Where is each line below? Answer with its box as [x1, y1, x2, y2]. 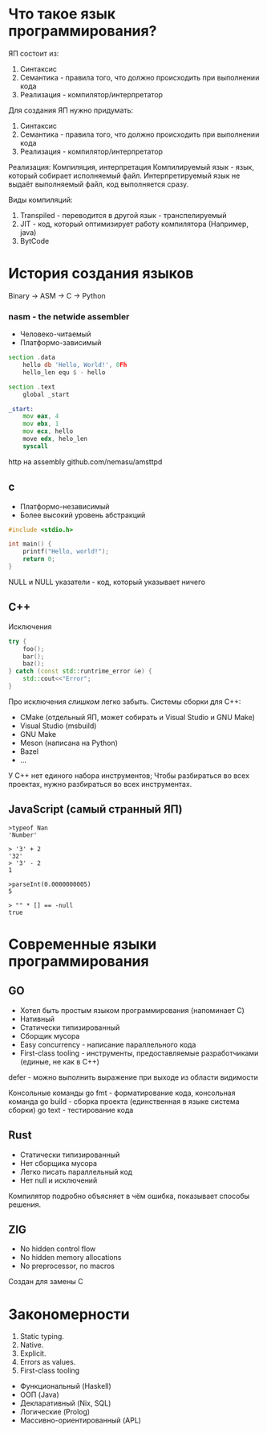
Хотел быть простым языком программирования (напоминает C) [19, 1005, 245, 1015]
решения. [8, 1200, 42, 1209]
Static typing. [19, 1332, 64, 1341]
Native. [19, 1340, 44, 1350]
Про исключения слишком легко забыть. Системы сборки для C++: [8, 697, 241, 706]
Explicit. [19, 1349, 47, 1358]
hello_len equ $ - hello [22, 368, 106, 377]
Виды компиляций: [8, 195, 73, 204]
